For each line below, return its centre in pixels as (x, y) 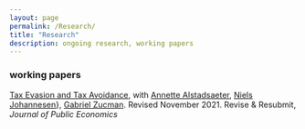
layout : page (34, 18)
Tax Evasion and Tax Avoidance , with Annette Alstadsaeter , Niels (131, 94)
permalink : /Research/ (53, 26)
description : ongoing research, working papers (102, 43)
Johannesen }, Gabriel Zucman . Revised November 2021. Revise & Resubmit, (153, 104)
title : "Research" (44, 35)
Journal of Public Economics (64, 114)
